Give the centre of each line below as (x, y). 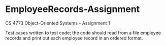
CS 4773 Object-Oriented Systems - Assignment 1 (58, 23)
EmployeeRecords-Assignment (73, 9)
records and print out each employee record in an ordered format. (74, 38)
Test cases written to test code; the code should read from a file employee (83, 32)
